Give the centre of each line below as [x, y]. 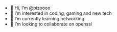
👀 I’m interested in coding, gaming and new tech [61, 13]
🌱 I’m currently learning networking [47, 19]
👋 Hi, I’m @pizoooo [30, 8]
